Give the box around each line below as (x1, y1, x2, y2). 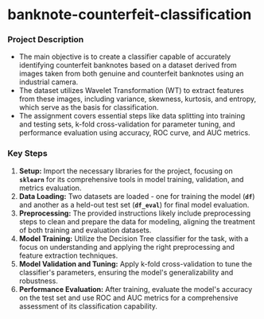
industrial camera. (18, 77, 79, 87)
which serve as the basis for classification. (18, 103, 159, 112)
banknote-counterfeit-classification (7, 6, 252, 24)
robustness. (18, 276, 59, 286)
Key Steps (7, 148, 49, 159)
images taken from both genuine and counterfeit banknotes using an (18, 69, 244, 79)
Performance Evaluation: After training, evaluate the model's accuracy (18, 284, 253, 294)
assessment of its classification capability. (18, 301, 158, 311)
